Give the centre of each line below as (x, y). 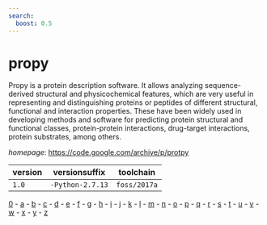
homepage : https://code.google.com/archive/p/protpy (99, 152)
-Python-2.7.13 (79, 185)
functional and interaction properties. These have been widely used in (125, 111)
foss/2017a (137, 185)
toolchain (137, 173)
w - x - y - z (28, 212)
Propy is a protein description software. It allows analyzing (106, 85)
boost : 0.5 (34, 23)
